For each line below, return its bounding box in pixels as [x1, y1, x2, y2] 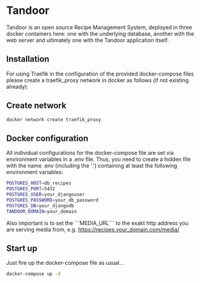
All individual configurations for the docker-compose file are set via [6, 149, 174, 157]
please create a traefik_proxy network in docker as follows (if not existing [6, 76, 189, 83]
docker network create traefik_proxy [6, 116, 102, 123]
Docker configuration [6, 133, 89, 143]
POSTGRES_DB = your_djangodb [6, 203, 74, 209]
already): [6, 83, 29, 90]
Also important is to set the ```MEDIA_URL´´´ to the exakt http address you [6, 219, 189, 227]
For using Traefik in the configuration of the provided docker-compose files [6, 70, 195, 77]
